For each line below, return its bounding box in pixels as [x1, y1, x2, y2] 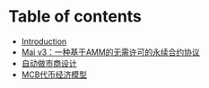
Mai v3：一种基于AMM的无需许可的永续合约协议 [21, 47, 201, 57]
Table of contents [8, 6, 143, 27]
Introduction [21, 36, 67, 47]
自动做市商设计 [21, 57, 77, 68]
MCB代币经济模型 [21, 69, 87, 80]
